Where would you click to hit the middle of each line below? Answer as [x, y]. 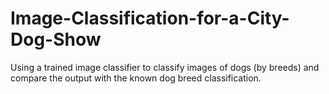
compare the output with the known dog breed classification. [136, 78]
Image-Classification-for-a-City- [150, 18]
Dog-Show [56, 39]
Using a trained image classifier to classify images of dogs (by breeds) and [165, 67]
